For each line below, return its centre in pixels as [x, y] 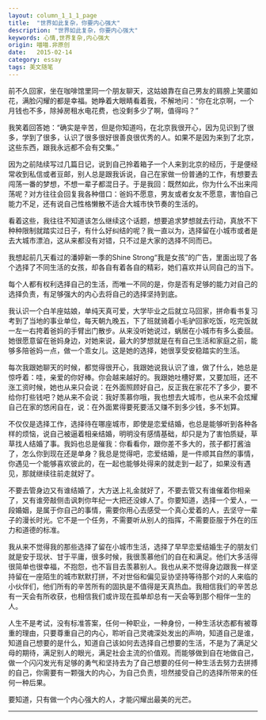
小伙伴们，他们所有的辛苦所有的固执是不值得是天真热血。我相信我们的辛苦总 [133, 586]
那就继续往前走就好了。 [60, 473]
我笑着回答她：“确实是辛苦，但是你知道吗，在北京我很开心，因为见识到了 [128, 127]
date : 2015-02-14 [40, 52]
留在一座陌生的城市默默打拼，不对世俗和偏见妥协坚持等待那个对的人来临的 [136, 576]
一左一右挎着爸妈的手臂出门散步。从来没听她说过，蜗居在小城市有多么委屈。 [133, 331]
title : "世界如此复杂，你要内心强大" [65, 23]
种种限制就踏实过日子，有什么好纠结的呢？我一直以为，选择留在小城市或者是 [133, 230]
